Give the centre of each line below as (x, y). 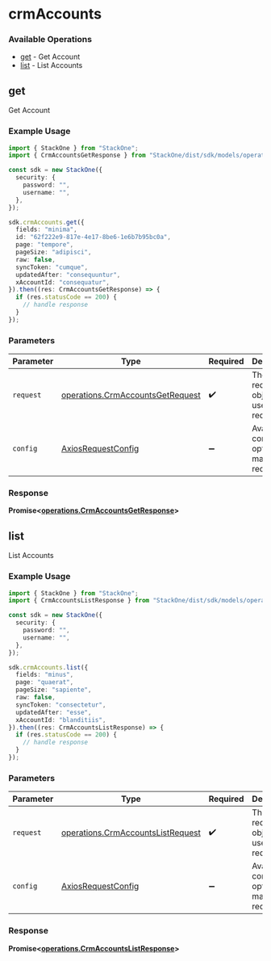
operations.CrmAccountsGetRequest (131, 395)
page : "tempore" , (45, 245)
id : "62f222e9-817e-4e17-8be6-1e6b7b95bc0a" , (94, 237)
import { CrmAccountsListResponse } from (79, 601)
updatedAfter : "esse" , (54, 712)
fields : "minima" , (47, 230)
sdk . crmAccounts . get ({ (46, 222)
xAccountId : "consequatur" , (63, 282)
